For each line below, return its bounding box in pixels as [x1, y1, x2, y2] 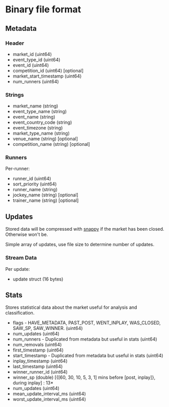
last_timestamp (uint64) [12, 363, 63, 369]
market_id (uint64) [12, 51, 52, 57]
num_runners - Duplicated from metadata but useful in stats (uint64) [12, 336, 157, 342]
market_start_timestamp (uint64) [12, 73, 82, 79]
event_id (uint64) [12, 62, 49, 68]
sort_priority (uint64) [12, 181, 57, 187]
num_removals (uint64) [12, 342, 62, 348]
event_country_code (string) [12, 119, 72, 125]
